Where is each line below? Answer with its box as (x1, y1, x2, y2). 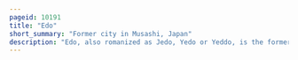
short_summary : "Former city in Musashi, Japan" (9, 29, 192, 38)
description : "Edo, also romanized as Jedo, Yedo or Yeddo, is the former (9, 37, 292, 47)
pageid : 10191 (9, 12, 62, 22)
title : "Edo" (9, 21, 58, 30)
